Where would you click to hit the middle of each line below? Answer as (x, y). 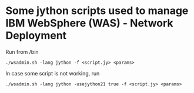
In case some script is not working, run (53, 73)
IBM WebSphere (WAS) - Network (90, 23)
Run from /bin (22, 51)
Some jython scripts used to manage (97, 11)
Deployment (36, 36)
